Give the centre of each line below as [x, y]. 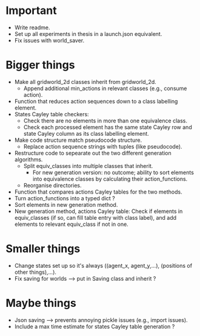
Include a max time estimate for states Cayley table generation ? [95, 326]
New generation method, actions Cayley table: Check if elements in [98, 211]
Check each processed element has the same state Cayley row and [108, 127]
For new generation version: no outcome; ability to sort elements [113, 172]
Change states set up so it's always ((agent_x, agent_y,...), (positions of [103, 265]
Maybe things [41, 303]
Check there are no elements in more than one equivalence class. [105, 121]
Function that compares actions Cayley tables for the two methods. [98, 192]
